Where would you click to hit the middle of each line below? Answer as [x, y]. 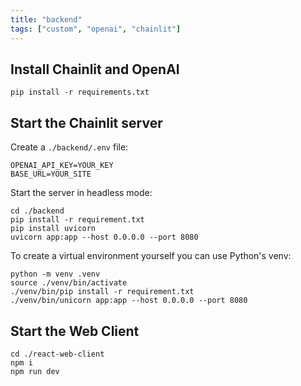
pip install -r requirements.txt [80, 92]
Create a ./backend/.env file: [69, 147]
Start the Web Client [75, 331]
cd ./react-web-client [57, 354]
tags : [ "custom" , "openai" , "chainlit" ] [96, 29]
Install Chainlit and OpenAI [95, 69]
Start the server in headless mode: [81, 193]
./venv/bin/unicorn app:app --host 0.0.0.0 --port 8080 [129, 301]
